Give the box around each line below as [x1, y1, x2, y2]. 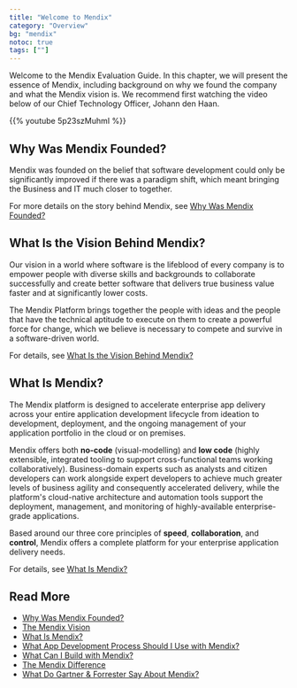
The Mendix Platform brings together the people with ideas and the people [9, 305, 281, 315]
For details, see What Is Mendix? [9, 563, 128, 574]
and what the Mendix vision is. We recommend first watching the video [9, 89, 268, 100]
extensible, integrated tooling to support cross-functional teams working [9, 453, 273, 465]
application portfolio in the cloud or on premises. [9, 427, 187, 438]
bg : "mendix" [9, 29, 57, 38]
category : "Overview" [9, 21, 89, 30]
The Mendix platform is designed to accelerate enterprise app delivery [9, 399, 266, 410]
